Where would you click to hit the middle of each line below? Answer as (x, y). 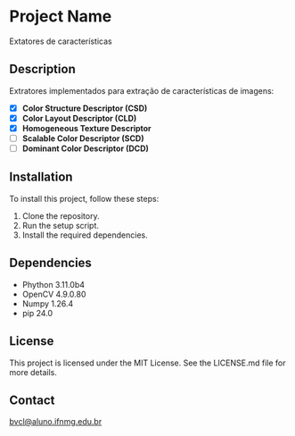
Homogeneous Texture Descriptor (86, 128)
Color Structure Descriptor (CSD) (85, 108)
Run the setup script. (61, 225)
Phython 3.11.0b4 (53, 284)
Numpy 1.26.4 (48, 303)
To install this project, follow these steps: (84, 198)
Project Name (61, 17)
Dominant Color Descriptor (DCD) (86, 148)
